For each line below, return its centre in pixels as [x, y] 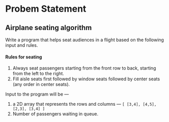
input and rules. [22, 45]
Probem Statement [46, 9]
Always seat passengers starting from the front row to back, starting [84, 68]
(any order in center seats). [41, 84]
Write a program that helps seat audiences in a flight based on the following [85, 40]
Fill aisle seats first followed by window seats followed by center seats [86, 79]
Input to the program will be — [37, 94]
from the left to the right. [38, 74]
